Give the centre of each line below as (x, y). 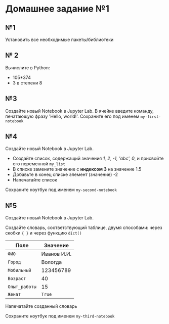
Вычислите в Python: (28, 67)
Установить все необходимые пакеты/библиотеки (59, 39)
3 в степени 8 (27, 83)
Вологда (52, 262)
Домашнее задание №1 (57, 9)
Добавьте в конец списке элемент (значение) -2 (65, 174)
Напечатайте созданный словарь (41, 306)
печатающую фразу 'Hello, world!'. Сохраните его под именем (72, 116)
